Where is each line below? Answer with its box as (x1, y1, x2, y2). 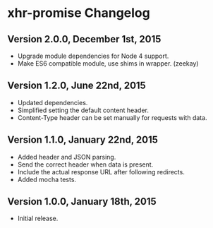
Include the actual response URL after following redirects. (17, 167, 185, 176)
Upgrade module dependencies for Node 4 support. (17, 52, 169, 60)
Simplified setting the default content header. (17, 106, 150, 114)
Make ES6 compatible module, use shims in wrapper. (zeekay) (17, 59, 199, 68)
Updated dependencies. (17, 98, 88, 107)
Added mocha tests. (17, 175, 76, 184)
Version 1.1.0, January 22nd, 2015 (7, 134, 159, 146)
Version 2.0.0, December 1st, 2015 (7, 33, 162, 45)
